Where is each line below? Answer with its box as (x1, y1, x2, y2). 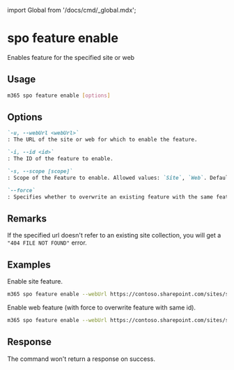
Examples (7, 259, 51, 270)
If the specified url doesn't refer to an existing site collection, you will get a (7, 231, 221, 240)
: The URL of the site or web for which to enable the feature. (7, 136, 198, 144)
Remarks (7, 213, 47, 224)
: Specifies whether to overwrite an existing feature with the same (7, 193, 214, 201)
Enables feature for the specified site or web (7, 53, 134, 61)
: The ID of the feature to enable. (7, 155, 114, 162)
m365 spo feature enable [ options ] (7, 92, 111, 99)
